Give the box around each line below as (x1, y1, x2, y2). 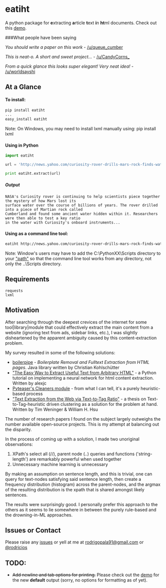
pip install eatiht (5, 108, 45, 113)
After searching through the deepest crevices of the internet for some (5, 319, 147, 325)
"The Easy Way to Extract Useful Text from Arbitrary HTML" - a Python (12, 369, 157, 376)
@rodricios (5, 545, 28, 550)
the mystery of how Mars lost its (5, 198, 77, 203)
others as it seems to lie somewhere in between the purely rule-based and (5, 507, 157, 512)
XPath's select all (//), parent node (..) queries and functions (12, 451, 135, 457)
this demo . (5, 25, 27, 31)
